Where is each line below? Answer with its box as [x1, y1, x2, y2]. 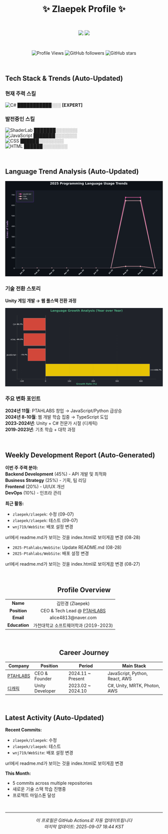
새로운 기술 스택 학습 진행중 [12, 786, 66, 792]
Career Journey [59, 648, 109, 657]
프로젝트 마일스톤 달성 [12, 792, 56, 798]
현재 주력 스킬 [5, 90, 36, 97]
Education [7, 622, 29, 628]
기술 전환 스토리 [5, 285, 41, 292]
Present [68, 676, 84, 682]
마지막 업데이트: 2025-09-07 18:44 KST [44, 823, 124, 830]
